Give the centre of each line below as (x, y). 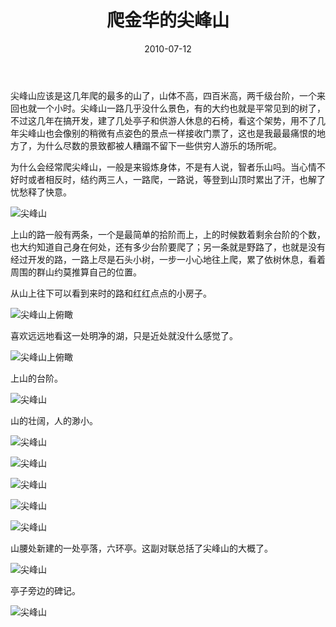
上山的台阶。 (36, 378)
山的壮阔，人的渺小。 (54, 420)
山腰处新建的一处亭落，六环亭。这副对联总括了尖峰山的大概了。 (141, 548)
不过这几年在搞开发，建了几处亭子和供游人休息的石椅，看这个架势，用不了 (163, 120)
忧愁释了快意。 (41, 192)
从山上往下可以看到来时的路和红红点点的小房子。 (111, 293)
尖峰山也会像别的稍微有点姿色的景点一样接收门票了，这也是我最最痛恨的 (167, 133)
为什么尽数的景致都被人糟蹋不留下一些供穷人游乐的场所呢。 (159, 145)
